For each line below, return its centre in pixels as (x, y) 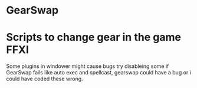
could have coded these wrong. (45, 79)
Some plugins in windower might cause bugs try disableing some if (88, 66)
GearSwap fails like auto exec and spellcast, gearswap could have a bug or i (99, 73)
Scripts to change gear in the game (94, 38)
